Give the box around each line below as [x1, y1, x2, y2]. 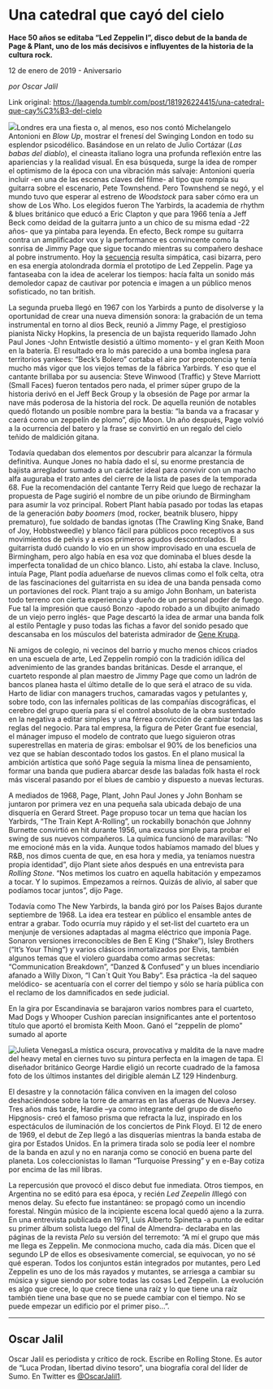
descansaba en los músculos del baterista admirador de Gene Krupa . [8, 629, 240, 639]
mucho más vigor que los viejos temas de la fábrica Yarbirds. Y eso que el [8, 363, 257, 372]
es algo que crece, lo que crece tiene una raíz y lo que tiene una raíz [8, 1283, 238, 1294]
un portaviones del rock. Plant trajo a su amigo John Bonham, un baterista [8, 586, 257, 595]
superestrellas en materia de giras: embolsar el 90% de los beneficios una [8, 740, 258, 750]
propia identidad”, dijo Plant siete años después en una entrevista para [8, 860, 245, 869]
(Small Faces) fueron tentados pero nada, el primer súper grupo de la [8, 380, 240, 390]
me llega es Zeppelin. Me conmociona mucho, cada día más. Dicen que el [8, 1240, 256, 1250]
